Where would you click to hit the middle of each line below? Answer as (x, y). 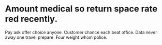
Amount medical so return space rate (81, 9)
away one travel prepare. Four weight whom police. (56, 37)
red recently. (31, 19)
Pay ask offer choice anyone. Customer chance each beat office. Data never (81, 32)
